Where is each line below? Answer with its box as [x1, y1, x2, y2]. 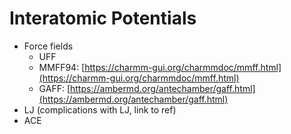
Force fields [23, 40, 74, 52]
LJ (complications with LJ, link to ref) [23, 103, 177, 116]
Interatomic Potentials [9, 7, 197, 30]
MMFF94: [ [38, 61, 86, 73]
